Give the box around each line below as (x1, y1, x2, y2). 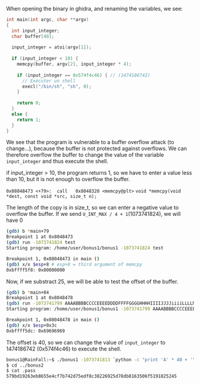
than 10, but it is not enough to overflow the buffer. (6, 176, 130, 183)
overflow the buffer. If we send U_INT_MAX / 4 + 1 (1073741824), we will (6, 211, 181, 218)
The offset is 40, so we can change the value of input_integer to (6, 339, 165, 346)
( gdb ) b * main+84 (6, 289, 49, 295)
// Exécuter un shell (21, 78, 76, 84)
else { (11, 111, 28, 117)
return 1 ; (17, 117, 42, 123)
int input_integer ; (11, 28, 60, 33)
